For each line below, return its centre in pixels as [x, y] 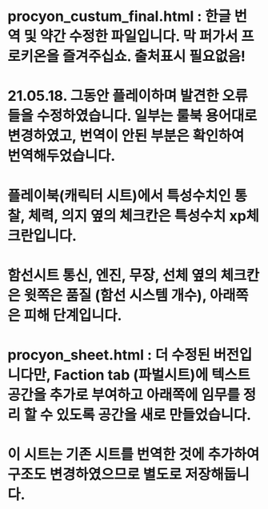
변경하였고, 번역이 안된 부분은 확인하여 [126, 136]
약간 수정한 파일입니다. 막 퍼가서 [139, 36]
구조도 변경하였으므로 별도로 [95, 475]
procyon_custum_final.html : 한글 [119, 16]
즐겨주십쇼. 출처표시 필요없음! [154, 56]
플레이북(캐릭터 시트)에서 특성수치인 [119, 196]
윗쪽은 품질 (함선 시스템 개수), [115, 295]
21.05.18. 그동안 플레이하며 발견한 [113, 96]
